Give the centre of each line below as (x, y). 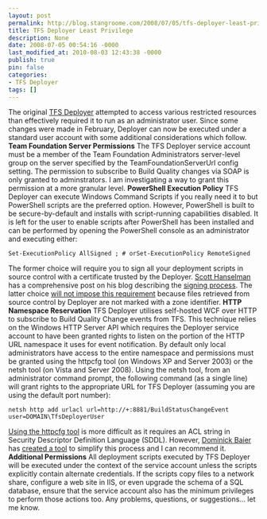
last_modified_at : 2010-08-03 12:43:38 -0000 (85, 53)
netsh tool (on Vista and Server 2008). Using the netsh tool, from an (119, 370)
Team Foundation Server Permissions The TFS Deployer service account (130, 146)
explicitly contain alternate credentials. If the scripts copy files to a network (131, 474)
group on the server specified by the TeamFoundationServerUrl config (124, 163)
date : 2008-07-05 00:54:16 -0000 (64, 45)
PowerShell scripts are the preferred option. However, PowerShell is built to (132, 205)
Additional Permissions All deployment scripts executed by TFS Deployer (129, 457)
